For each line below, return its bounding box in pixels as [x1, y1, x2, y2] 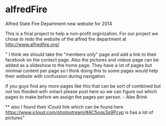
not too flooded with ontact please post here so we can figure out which [5, 88, 157, 94]
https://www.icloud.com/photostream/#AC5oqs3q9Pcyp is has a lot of [5, 109, 153, 115]
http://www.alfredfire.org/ [5, 41, 60, 47]
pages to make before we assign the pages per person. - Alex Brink [5, 94, 148, 100]
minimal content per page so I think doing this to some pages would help [5, 68, 158, 74]
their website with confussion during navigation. [5, 73, 107, 79]
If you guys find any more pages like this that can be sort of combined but [5, 83, 161, 89]
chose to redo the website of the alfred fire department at [5, 36, 127, 42]
